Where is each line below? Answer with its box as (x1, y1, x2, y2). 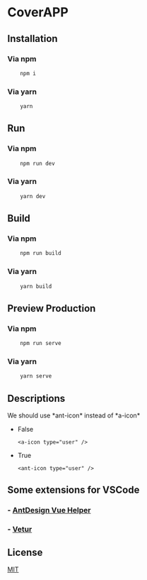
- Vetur (7, 525, 33, 535)
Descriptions (7, 392, 66, 405)
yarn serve (20, 373, 52, 380)
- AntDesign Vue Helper (7, 505, 91, 515)
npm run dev (20, 160, 55, 167)
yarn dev (20, 192, 46, 199)
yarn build (20, 283, 52, 290)
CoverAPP (7, 4, 69, 21)
